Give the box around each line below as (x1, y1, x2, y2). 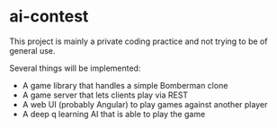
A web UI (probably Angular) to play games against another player (22, 98, 268, 109)
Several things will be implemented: (9, 63, 141, 73)
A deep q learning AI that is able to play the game (22, 108, 206, 119)
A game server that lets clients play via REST (22, 90, 189, 100)
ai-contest (9, 6, 89, 27)
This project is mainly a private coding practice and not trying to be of (9, 36, 268, 47)
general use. (9, 45, 56, 55)
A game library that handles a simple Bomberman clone (22, 80, 228, 90)
